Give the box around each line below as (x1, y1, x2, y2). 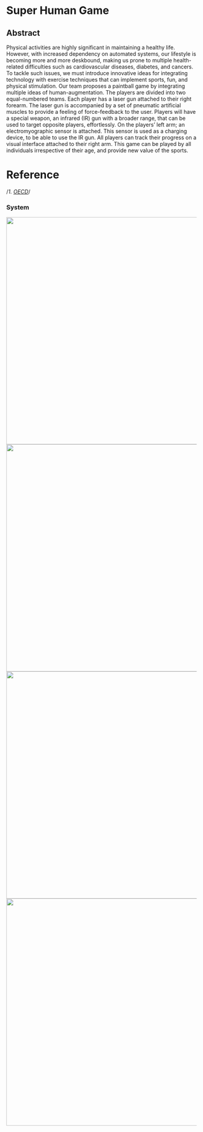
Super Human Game (6, 4, 109, 18)
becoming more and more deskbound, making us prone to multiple (6, 57, 172, 64)
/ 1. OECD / (6, 188, 31, 195)
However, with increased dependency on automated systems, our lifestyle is (6, 50, 196, 58)
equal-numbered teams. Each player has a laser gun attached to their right (6, 95, 192, 102)
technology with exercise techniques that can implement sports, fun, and (6, 76, 188, 83)
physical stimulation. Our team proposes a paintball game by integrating (6, 82, 185, 90)
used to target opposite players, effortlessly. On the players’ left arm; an (6, 121, 185, 128)
